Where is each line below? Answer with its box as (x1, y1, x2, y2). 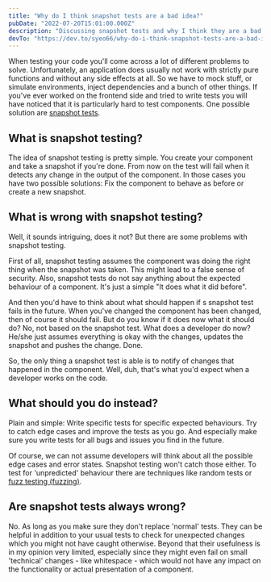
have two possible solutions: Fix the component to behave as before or (8, 178, 244, 188)
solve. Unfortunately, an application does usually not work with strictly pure (8, 65, 260, 75)
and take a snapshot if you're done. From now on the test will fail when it (8, 161, 250, 171)
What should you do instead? (8, 396, 159, 410)
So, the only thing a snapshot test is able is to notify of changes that (8, 356, 235, 366)
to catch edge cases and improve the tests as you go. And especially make (8, 426, 257, 436)
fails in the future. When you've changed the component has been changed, (8, 306, 262, 316)
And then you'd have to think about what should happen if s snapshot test (8, 297, 254, 307)
